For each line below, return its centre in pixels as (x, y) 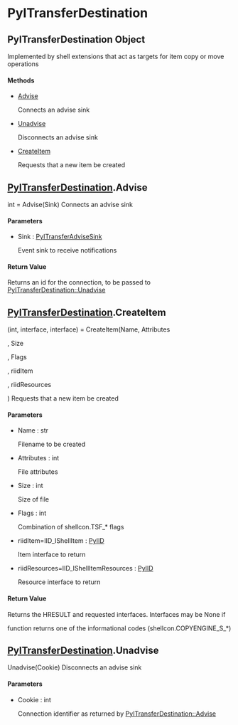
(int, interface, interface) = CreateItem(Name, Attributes (89, 329)
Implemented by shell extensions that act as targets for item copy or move (116, 56)
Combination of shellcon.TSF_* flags (71, 527)
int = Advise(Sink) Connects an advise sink (70, 205)
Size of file (33, 499)
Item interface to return (52, 555)
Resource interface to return (59, 582)
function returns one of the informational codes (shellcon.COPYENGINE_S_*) (119, 628)
